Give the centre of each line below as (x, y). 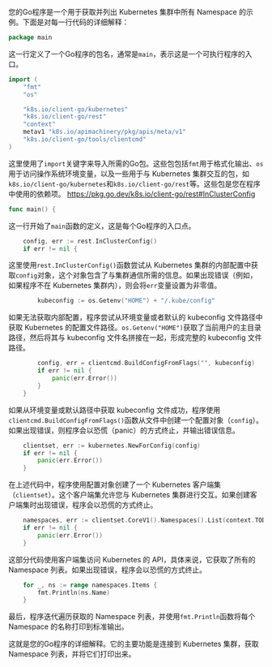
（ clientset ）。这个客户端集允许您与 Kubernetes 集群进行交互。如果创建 (130, 495)
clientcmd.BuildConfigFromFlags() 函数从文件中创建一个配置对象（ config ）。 (136, 420)
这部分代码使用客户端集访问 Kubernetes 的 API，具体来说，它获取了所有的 (132, 559)
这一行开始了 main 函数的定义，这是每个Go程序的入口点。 (102, 226)
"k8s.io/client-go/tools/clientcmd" (85, 140)
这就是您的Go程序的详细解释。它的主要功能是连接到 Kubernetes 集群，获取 (134, 644)
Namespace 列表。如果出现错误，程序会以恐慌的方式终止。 (107, 570)
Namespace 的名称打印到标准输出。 (68, 626)
